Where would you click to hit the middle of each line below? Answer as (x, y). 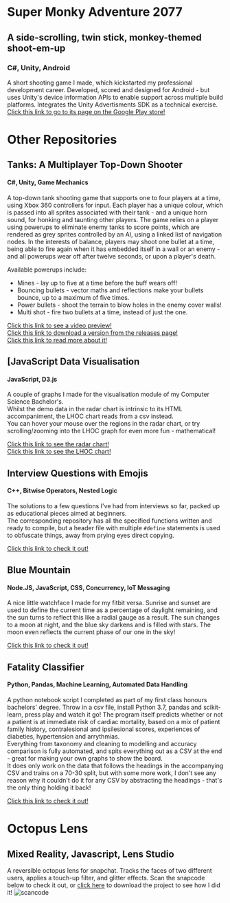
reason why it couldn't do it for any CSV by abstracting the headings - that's (115, 781)
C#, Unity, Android (39, 67)
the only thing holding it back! (49, 787)
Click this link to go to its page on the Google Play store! (86, 111)
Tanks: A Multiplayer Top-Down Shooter (95, 165)
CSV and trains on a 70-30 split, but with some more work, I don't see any (112, 773)
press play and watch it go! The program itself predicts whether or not (124, 715)
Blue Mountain (39, 570)
